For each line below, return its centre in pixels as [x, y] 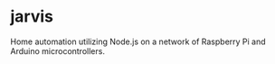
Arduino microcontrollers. [57, 50]
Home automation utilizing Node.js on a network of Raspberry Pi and [138, 41]
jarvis [32, 17]
